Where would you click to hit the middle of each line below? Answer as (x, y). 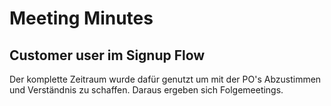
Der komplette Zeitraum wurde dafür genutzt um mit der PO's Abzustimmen (165, 79)
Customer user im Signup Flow (107, 55)
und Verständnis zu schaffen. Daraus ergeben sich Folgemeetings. (146, 90)
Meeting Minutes (81, 18)
